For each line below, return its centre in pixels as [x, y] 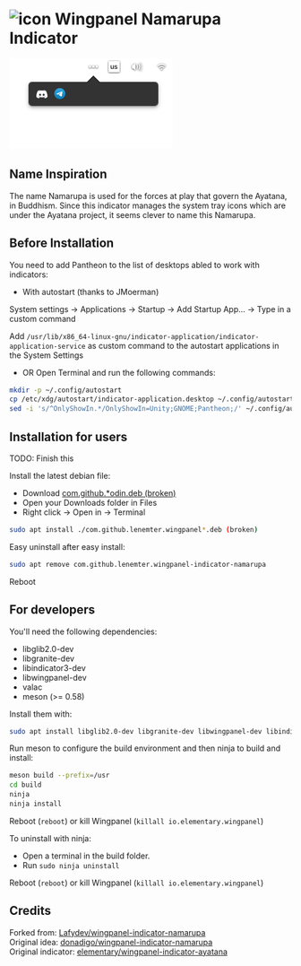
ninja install [36, 804]
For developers [52, 610]
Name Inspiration [58, 174]
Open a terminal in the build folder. [86, 856]
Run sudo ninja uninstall [71, 865]
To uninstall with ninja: [50, 838]
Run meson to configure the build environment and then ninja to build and [145, 748]
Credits [30, 911]
